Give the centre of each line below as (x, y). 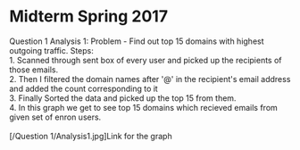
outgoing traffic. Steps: (51, 50)
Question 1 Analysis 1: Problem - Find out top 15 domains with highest (137, 41)
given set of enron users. (55, 117)
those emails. (34, 70)
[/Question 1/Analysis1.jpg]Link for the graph (91, 136)
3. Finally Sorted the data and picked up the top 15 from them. (123, 98)
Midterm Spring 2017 (88, 17)
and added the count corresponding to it (83, 88)
